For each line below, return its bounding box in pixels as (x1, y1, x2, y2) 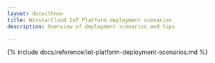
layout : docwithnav (7, 10, 64, 17)
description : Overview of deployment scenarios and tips (7, 23, 175, 30)
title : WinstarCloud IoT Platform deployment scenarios (7, 17, 172, 24)
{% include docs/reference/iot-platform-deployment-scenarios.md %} (7, 48, 208, 56)
